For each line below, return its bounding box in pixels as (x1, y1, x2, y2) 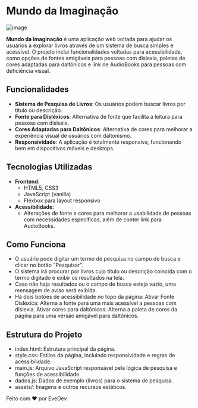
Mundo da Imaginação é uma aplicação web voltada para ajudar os (6, 35, 172, 42)
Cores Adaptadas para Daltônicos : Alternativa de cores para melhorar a (14, 125, 193, 132)
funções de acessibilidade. (14, 371, 81, 378)
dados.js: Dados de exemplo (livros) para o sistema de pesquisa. (14, 377, 174, 384)
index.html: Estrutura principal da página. (14, 345, 116, 353)
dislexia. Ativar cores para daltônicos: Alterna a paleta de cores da (14, 306, 178, 313)
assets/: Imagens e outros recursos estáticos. (14, 384, 127, 391)
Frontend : (14, 178, 40, 185)
